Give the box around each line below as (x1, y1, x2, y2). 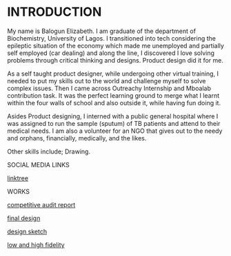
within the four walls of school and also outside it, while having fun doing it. (7, 98, 221, 107)
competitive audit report (7, 200, 76, 209)
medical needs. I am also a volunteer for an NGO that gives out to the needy (7, 127, 223, 135)
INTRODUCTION (7, 4, 102, 20)
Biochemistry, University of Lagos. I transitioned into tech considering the (7, 34, 216, 42)
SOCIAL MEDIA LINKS (7, 160, 70, 169)
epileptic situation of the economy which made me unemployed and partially (7, 41, 224, 50)
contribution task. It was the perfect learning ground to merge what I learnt (7, 91, 219, 100)
